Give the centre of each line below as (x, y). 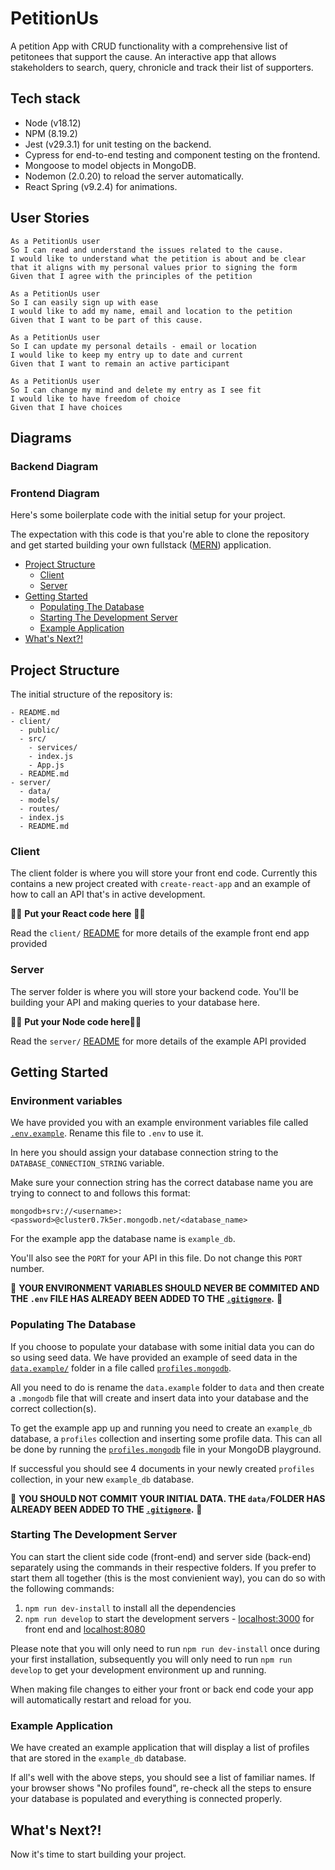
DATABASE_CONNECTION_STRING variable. (87, 1163)
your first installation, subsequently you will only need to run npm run (151, 1659)
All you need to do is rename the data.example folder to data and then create (167, 1387)
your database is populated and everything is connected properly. (146, 1799)
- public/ (39, 730)
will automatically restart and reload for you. (101, 1699)
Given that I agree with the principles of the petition (131, 276)
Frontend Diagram (55, 493)
